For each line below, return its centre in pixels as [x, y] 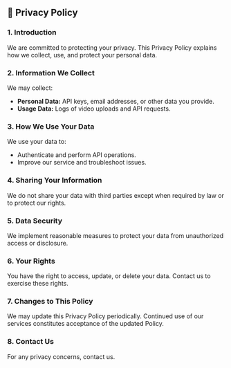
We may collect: [30, 88]
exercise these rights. [38, 284]
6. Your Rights [31, 261]
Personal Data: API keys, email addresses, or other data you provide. [115, 101]
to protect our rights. [37, 203]
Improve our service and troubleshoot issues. [82, 163]
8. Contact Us [30, 342]
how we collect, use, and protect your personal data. [82, 55]
